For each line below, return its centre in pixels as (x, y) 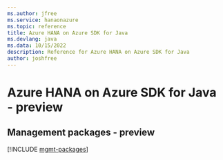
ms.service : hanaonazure (43, 20)
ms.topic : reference (37, 26)
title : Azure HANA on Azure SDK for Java (68, 33)
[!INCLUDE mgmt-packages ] (48, 149)
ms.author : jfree (32, 13)
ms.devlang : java (32, 39)
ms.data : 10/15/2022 (37, 46)
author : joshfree (32, 59)
